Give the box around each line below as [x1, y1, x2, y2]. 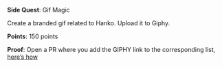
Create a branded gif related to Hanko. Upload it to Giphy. [7, 19, 170, 27]
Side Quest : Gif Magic [7, 6, 70, 14]
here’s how [7, 53, 38, 61]
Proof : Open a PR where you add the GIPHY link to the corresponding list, [7, 46, 216, 53]
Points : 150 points [7, 32, 58, 40]
